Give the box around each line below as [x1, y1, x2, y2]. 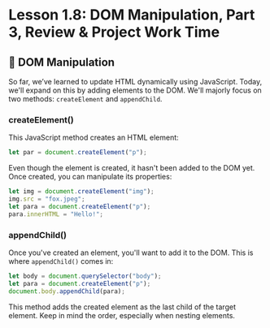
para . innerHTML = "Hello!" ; [8, 209, 104, 218]
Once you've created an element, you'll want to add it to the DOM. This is [8, 248, 254, 257]
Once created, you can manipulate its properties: [8, 172, 172, 182]
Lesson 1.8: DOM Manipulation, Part [8, 6, 255, 24]
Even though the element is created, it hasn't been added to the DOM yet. [8, 163, 255, 173]
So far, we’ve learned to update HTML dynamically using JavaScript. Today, [8, 77, 263, 86]
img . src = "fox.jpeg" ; [8, 195, 85, 204]
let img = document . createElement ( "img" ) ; [8, 188, 155, 196]
